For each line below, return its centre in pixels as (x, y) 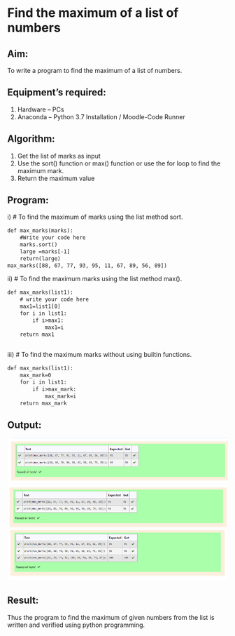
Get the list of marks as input (59, 156)
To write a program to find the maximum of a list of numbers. (95, 70)
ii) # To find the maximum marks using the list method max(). (95, 279)
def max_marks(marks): (40, 231)
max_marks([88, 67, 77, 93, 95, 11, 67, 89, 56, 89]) (87, 266)
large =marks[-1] (45, 252)
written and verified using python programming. (76, 625)
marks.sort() (39, 245)
